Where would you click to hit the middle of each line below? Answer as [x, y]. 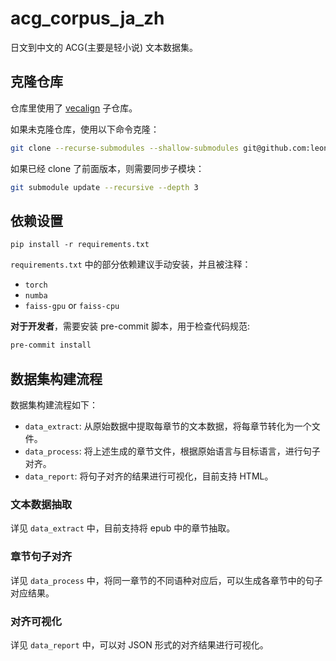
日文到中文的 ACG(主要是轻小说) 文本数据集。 [104, 47]
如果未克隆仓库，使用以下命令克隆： [85, 129]
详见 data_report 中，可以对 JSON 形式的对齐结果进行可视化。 [139, 644]
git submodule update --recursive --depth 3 [104, 187]
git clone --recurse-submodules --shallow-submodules [125, 148]
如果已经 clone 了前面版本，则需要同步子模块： [107, 168]
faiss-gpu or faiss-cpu [72, 306]
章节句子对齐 [41, 557]
